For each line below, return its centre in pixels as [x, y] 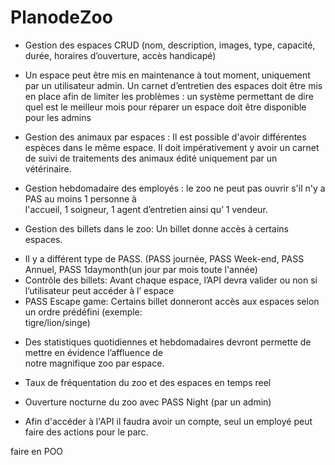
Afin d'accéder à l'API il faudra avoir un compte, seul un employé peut [168, 421]
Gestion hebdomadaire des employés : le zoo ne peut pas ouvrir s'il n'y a [175, 188]
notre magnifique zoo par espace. [94, 363]
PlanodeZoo [61, 17]
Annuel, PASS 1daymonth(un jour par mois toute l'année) [141, 269]
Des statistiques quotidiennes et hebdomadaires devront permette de [168, 342]
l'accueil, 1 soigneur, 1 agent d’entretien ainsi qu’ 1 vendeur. [146, 209]
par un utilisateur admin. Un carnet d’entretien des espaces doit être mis [173, 85]
